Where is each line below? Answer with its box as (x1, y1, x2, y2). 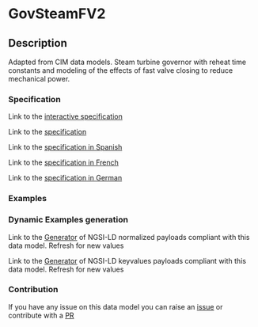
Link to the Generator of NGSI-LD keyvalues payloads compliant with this (8, 256, 247, 265)
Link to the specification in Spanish (8, 143, 123, 152)
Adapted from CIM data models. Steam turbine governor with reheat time (8, 57, 247, 67)
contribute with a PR (8, 310, 74, 320)
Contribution (8, 284, 59, 295)
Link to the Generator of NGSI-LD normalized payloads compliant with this (8, 232, 250, 241)
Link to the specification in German (8, 173, 123, 183)
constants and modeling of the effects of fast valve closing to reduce (8, 66, 233, 75)
